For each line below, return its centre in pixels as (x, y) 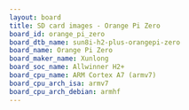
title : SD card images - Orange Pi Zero (85, 26)
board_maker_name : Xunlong (59, 59)
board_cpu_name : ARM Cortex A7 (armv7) (83, 75)
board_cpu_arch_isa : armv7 (59, 83)
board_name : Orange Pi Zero (61, 51)
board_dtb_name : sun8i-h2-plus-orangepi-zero (94, 42)
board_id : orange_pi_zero (57, 34)
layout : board (35, 17)
